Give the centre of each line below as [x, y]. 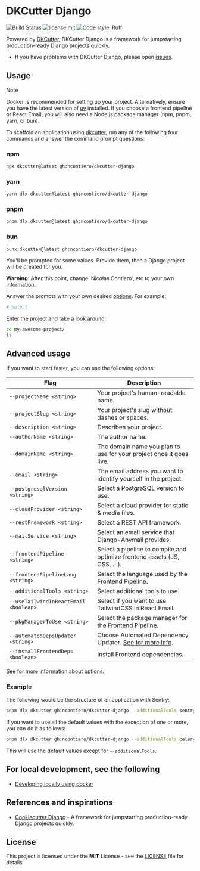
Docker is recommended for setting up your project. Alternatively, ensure [96, 101]
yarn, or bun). [23, 120]
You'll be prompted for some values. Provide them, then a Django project [96, 261]
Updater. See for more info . [135, 642]
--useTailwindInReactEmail [47, 601]
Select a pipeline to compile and [142, 549]
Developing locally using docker [54, 784]
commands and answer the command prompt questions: [76, 138]
